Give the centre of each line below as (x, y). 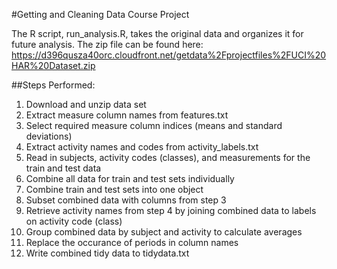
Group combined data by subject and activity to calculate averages (164, 232)
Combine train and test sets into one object (114, 189)
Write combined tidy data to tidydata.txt (107, 253)
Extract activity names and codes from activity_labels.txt (142, 147)
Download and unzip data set (86, 104)
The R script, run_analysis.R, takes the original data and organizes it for (157, 33)
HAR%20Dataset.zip (53, 65)
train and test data (63, 168)
